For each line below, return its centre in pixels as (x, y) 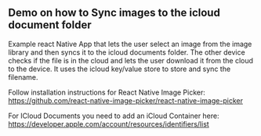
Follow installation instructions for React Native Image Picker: (107, 92)
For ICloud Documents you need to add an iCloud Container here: (114, 116)
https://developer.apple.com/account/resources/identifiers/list (109, 123)
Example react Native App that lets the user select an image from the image (130, 44)
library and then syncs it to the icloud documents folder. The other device (127, 52)
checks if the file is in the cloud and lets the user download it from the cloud (130, 60)
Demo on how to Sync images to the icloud (114, 13)
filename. (23, 77)
